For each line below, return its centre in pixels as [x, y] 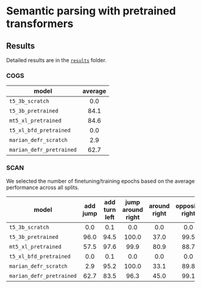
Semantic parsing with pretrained [91, 11]
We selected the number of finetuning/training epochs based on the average [100, 181]
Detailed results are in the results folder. [56, 60]
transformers [40, 24]
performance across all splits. [43, 187]
